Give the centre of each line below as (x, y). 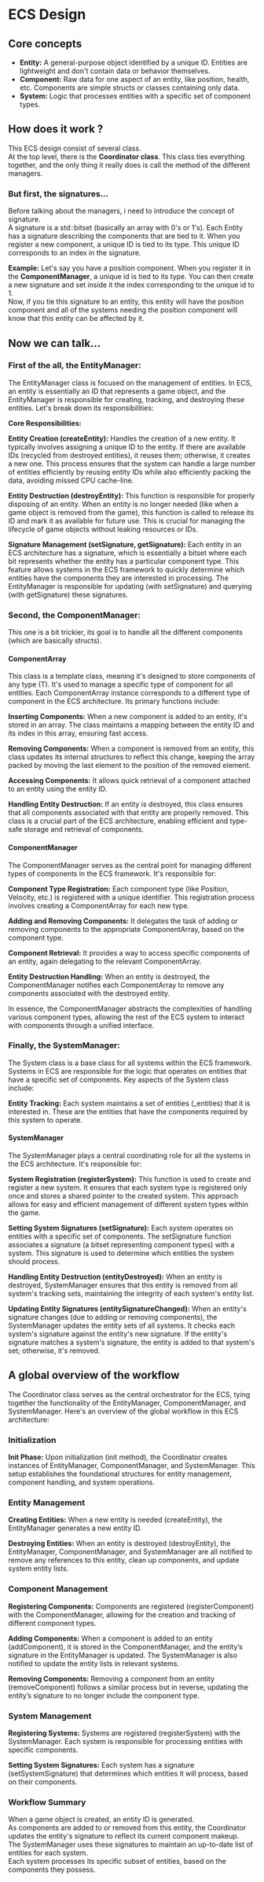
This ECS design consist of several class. (75, 148)
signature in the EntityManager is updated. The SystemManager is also (123, 1655)
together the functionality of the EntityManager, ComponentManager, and (127, 1403)
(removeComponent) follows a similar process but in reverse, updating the (128, 1687)
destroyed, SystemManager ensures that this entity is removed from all (123, 1285)
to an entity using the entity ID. (58, 789)
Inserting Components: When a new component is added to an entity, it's (128, 717)
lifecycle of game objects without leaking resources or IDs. (103, 529)
